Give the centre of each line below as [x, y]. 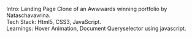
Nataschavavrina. [29, 15]
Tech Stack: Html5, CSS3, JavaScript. [54, 22]
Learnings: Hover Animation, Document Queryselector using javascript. [96, 28]
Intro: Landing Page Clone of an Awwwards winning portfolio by [87, 9]
